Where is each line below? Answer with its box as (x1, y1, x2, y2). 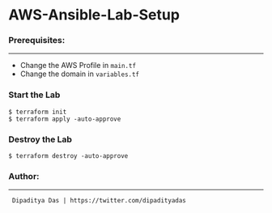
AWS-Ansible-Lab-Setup (8, 6, 181, 24)
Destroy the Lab (8, 134, 73, 145)
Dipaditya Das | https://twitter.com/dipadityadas (11, 197, 186, 205)
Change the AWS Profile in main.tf (19, 61, 136, 70)
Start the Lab (8, 89, 61, 100)
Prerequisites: (8, 35, 66, 46)
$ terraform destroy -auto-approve (8, 152, 129, 160)
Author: (8, 171, 40, 181)
